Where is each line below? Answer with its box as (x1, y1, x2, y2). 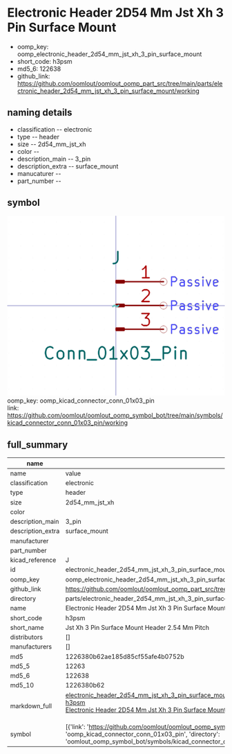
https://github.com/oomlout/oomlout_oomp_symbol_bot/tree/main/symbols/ (7, 411, 223, 420)
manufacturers (10, 642, 52, 651)
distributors (10, 633, 43, 642)
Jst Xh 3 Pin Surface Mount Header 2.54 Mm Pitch (65, 623, 209, 631)
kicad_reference (10, 556, 57, 564)
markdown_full (10, 702, 52, 710)
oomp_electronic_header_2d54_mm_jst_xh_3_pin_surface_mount (17, 50, 202, 58)
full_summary (7, 439, 68, 450)
